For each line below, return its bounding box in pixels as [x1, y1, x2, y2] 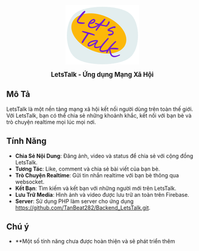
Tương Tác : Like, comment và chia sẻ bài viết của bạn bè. [15, 165, 160, 172]
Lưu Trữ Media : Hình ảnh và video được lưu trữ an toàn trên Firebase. [15, 191, 190, 198]
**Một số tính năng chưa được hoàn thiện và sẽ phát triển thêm [15, 238, 175, 245]
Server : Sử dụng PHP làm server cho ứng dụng [15, 197, 134, 205]
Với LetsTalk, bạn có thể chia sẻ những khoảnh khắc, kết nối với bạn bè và [6, 111, 192, 119]
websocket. [15, 178, 44, 185]
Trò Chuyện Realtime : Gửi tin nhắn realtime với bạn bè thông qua [15, 171, 180, 179]
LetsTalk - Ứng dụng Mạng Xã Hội [51, 71, 154, 79]
